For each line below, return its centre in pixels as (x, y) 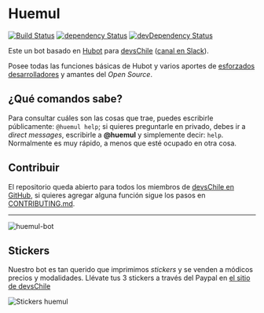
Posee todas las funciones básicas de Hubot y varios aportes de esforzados (132, 66)
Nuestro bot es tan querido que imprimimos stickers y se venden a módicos (131, 270)
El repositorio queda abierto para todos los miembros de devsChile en (121, 186)
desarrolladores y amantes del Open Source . (81, 74)
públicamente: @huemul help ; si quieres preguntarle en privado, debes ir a (127, 126)
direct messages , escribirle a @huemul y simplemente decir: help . (116, 134)
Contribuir (34, 168)
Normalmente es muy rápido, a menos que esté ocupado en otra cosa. (123, 143)
